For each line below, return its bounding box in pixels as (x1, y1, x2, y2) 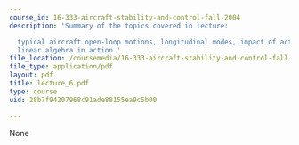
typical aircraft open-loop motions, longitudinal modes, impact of (17, 37, 277, 46)
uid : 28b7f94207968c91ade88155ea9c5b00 (9, 95, 158, 104)
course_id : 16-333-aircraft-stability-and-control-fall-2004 (9, 12, 241, 22)
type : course (9, 86, 58, 96)
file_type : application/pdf (9, 62, 114, 71)
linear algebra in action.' (17, 45, 122, 54)
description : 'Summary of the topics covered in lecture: (9, 21, 229, 30)
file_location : (9, 54, 66, 63)
